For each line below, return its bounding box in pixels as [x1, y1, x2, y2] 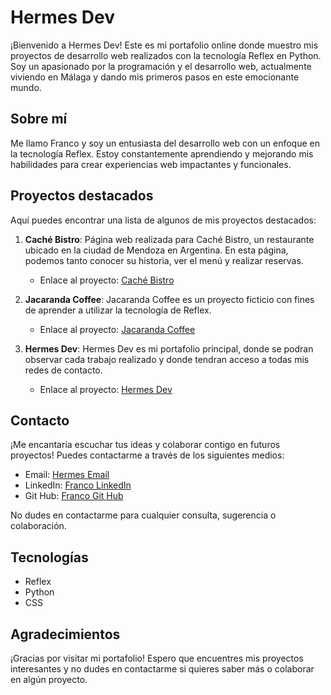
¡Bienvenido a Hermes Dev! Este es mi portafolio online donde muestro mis [10, 39, 319, 51]
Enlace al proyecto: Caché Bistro [39, 274, 175, 286]
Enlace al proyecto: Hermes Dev [39, 383, 173, 395]
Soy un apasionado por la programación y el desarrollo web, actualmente [10, 60, 312, 72]
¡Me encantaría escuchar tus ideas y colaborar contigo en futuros [10, 439, 281, 451]
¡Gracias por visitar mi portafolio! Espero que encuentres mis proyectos [10, 652, 304, 664]
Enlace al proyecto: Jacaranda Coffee [39, 323, 196, 335]
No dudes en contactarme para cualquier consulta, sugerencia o [10, 509, 277, 521]
